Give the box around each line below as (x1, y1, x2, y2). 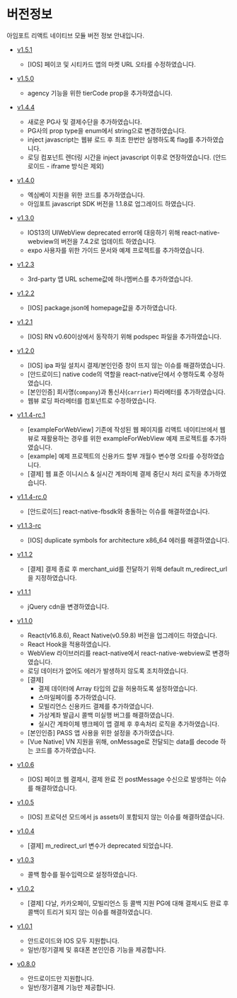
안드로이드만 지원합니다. (27, 974, 95, 982)
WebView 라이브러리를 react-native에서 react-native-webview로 (27, 649, 212, 657)
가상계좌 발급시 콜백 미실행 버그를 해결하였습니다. (37, 710, 175, 719)
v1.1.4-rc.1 (16, 410, 45, 419)
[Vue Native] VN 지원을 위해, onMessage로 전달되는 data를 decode (27, 737, 219, 746)
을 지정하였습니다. (27, 573, 77, 582)
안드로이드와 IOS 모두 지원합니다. (27, 936, 120, 945)
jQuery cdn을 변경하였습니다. (27, 602, 110, 611)
